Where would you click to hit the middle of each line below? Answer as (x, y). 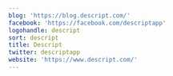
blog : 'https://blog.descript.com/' (69, 15)
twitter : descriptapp (44, 52)
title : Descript (35, 45)
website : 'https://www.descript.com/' (73, 60)
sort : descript (34, 38)
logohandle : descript (44, 30)
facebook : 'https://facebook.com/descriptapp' (87, 23)
